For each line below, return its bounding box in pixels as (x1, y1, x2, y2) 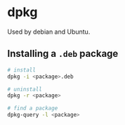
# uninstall (7, 86, 42, 93)
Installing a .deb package (7, 48, 119, 60)
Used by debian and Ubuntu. (7, 27, 91, 36)
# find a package (7, 105, 58, 112)
